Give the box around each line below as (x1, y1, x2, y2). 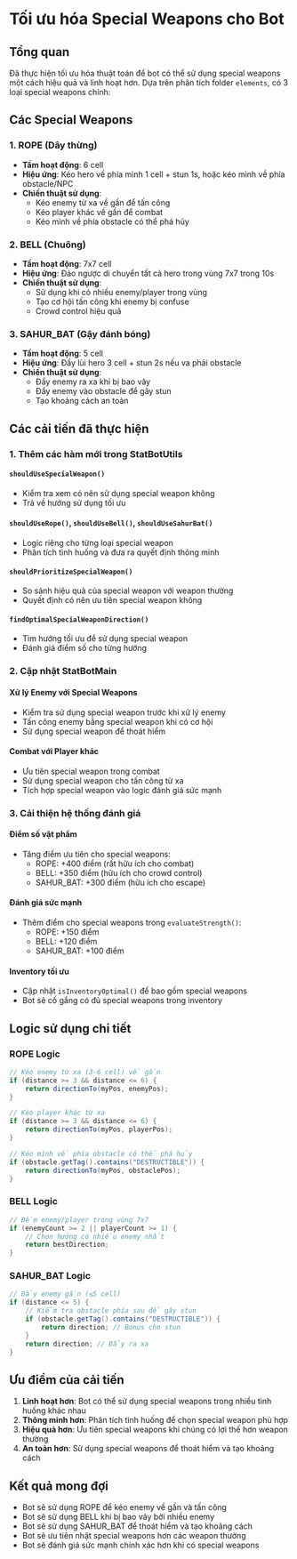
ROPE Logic (9, 1048, 60, 1060)
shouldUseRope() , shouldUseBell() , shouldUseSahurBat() (9, 518, 213, 528)
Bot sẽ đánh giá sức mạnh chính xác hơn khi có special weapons (21, 1539, 260, 1551)
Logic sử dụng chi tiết (9, 1021, 132, 1036)
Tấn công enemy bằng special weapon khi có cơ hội (21, 716, 213, 727)
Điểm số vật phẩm (9, 829, 77, 840)
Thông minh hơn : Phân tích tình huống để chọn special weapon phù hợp (21, 1415, 289, 1426)
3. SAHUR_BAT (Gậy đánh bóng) (9, 327, 151, 340)
